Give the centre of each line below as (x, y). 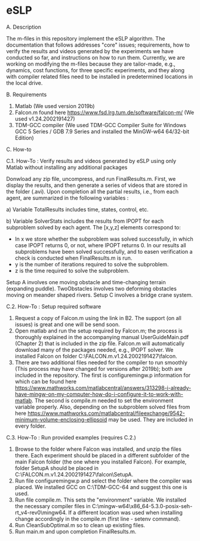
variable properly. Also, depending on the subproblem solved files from (102, 407)
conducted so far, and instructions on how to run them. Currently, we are (96, 57)
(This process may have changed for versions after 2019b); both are (99, 368)
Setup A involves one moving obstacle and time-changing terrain (86, 282)
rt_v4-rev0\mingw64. (41, 512)
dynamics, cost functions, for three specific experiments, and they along (96, 70)
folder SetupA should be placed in (57, 468)
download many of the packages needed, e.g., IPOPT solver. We (94, 349)
